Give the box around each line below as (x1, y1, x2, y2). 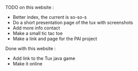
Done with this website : (5, 46, 56, 51)
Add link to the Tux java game (12, 55, 76, 61)
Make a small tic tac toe (12, 30, 63, 36)
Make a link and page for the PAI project (12, 35, 97, 42)
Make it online (12, 61, 42, 66)
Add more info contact (12, 25, 60, 31)
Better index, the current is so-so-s (12, 14, 87, 20)
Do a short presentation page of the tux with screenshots (12, 20, 133, 25)
